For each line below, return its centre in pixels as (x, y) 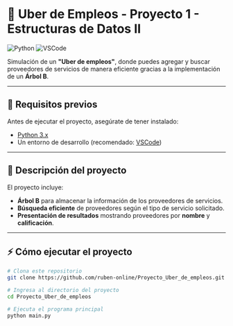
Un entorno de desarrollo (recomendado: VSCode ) (89, 142)
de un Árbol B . (28, 76)
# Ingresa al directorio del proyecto (63, 291)
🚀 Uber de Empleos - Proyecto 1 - (103, 14)
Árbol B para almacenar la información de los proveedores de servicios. (120, 200)
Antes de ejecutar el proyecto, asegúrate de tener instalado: (93, 121)
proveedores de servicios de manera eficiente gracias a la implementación (114, 69)
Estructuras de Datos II (74, 29)
